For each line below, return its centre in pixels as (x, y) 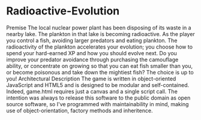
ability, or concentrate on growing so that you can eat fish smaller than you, (100, 66)
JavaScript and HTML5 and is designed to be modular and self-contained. (98, 85)
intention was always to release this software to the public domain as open (98, 98)
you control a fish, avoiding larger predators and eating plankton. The (92, 40)
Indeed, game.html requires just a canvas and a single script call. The (92, 91)
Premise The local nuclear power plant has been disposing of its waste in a (99, 28)
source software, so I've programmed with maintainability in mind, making (97, 104)
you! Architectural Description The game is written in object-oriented (91, 79)
